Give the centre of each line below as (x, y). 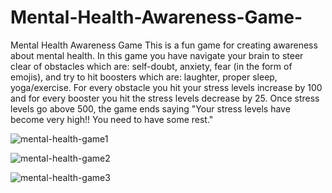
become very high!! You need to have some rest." (112, 119)
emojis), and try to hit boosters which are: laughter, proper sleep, (144, 77)
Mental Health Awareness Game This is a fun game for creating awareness (164, 45)
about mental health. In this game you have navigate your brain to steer (157, 55)
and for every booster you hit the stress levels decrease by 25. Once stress (165, 98)
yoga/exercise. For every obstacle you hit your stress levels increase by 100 (166, 87)
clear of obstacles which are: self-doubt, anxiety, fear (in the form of (151, 66)
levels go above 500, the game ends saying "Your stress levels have (150, 108)
